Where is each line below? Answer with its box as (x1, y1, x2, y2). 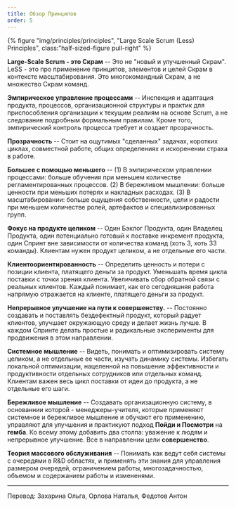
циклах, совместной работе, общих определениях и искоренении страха (7, 144, 228, 153)
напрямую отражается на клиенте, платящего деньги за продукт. (7, 290, 204, 298)
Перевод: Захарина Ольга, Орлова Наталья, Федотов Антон (7, 492, 188, 500)
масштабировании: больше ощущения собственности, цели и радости (7, 195, 220, 204)
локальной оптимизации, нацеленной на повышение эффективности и (7, 361, 219, 370)
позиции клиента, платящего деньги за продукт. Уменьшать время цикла (7, 267, 228, 276)
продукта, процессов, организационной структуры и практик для (7, 101, 205, 109)
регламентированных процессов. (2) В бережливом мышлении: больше (7, 180, 225, 188)
